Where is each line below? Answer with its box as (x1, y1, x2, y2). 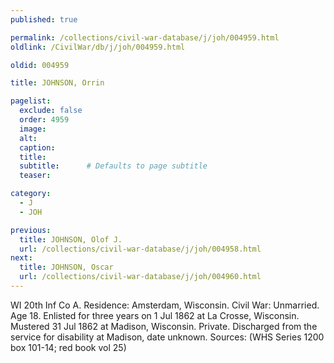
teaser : (19, 171, 52, 181)
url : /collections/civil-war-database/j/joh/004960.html (19, 272, 262, 282)
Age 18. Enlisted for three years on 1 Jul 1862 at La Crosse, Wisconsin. (10, 309, 300, 321)
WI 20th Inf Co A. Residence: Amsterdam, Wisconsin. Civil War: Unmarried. (10, 299, 320, 311)
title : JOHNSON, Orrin (10, 78, 105, 88)
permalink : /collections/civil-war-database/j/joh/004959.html (10, 32, 280, 43)
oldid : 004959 (10, 60, 70, 70)
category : (10, 189, 52, 199)
